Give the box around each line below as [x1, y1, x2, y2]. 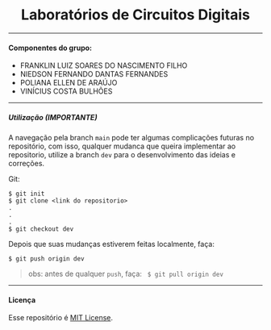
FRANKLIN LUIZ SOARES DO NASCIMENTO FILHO [19, 61, 188, 70]
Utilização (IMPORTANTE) [8, 112, 98, 122]
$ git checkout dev [8, 225, 74, 233]
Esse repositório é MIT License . [8, 313, 114, 323]
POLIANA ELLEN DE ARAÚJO [19, 78, 118, 88]
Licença [8, 294, 36, 304]
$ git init [8, 190, 45, 198]
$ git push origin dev [8, 255, 85, 263]
